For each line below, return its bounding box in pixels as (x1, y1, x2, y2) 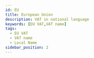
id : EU (5, 7, 19, 13)
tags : (5, 26, 17, 31)
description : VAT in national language (5, 17, 89, 22)
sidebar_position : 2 (5, 45, 49, 50)
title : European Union (5, 12, 53, 17)
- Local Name (10, 40, 37, 45)
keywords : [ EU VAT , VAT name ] (5, 21, 67, 27)
